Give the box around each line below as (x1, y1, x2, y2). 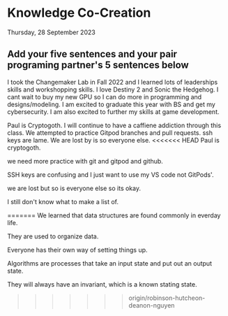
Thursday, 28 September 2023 (7, 28, 96, 36)
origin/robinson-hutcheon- (128, 294, 206, 302)
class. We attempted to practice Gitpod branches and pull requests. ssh (7, 128, 213, 137)
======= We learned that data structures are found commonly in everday (7, 211, 221, 220)
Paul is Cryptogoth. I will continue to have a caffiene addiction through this (7, 121, 222, 129)
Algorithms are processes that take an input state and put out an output (7, 259, 213, 267)
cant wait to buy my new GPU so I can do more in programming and (7, 92, 202, 101)
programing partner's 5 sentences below (7, 59, 190, 71)
